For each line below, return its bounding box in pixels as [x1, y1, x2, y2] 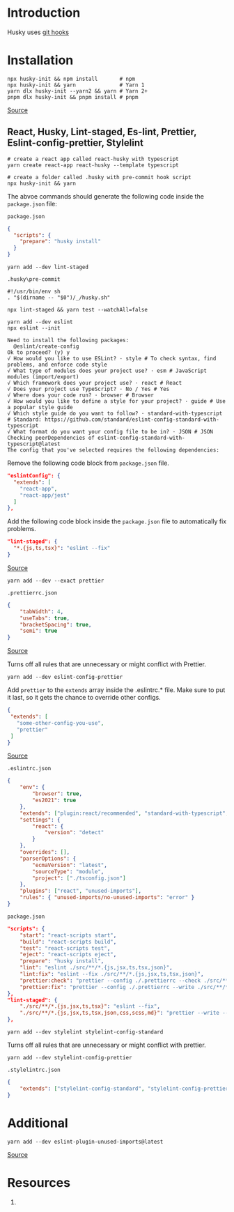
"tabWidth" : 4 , [19, 608, 64, 615]
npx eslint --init [7, 325, 61, 332]
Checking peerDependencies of [7, 434, 95, 442]
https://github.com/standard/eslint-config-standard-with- [44, 416, 219, 423]
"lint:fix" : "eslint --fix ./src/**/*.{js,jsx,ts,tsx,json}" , [19, 971, 204, 978]
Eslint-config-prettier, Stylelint [7, 137, 144, 149]
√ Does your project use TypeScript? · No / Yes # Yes [7, 385, 170, 393]
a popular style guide [7, 404, 73, 411]
